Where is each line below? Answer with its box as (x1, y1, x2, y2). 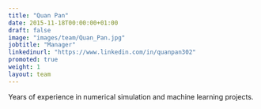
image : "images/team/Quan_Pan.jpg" (8, 33, 126, 42)
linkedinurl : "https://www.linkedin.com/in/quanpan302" (8, 48, 196, 56)
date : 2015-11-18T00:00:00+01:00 (8, 19, 119, 27)
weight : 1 (8, 63, 41, 71)
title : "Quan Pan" (8, 11, 69, 20)
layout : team (8, 70, 51, 78)
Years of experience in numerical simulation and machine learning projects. (8, 92, 254, 101)
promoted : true (8, 56, 59, 64)
